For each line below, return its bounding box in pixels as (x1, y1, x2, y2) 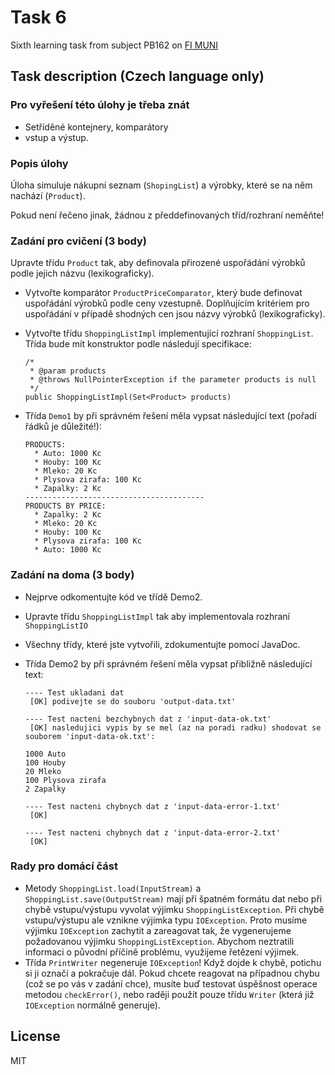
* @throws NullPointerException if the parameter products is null (29, 375, 317, 385)
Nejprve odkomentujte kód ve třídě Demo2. (24, 591, 203, 603)
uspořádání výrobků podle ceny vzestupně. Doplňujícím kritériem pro (24, 297, 310, 310)
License (10, 1028, 61, 1045)
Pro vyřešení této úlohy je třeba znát (10, 98, 190, 112)
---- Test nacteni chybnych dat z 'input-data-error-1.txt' (24, 801, 281, 811)
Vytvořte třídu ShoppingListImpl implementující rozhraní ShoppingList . (24, 327, 314, 340)
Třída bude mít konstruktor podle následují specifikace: (24, 338, 252, 350)
